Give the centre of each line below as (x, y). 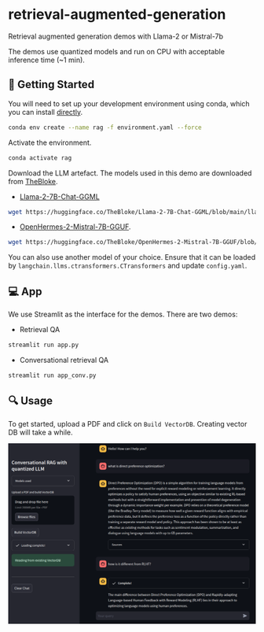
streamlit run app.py (44, 345)
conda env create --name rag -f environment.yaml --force (105, 128)
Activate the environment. (50, 142)
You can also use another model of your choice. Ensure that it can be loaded (132, 257)
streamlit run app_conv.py (52, 375)
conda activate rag (40, 158)
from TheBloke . (33, 181)
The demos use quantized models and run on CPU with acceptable (117, 51)
